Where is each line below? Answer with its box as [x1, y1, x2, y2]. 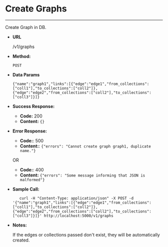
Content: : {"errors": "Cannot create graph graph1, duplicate [19, 143, 151, 149]
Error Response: [12, 128, 47, 134]
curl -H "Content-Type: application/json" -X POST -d [19, 195, 134, 200]
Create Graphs [5, 3, 67, 14]
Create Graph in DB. [5, 24, 46, 30]
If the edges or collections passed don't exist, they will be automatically [12, 231, 160, 237]
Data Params [12, 71, 40, 77]
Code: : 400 [19, 166, 44, 172]
